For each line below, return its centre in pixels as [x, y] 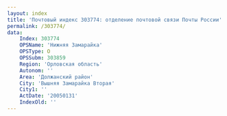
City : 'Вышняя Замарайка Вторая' [67, 83]
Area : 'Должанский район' [57, 77]
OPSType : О [35, 52]
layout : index [27, 13]
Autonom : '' [36, 70]
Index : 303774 [39, 39]
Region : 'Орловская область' [61, 64]
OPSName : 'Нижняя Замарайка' [61, 45]
